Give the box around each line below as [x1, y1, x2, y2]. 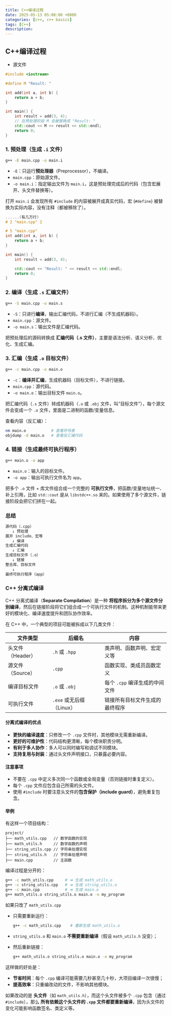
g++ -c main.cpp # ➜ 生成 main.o [5, 887, 99, 892]
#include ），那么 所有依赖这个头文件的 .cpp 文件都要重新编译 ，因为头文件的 [5, 999, 164, 1005]
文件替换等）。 [26, 187, 56, 193]
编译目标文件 [8, 683, 39, 690]
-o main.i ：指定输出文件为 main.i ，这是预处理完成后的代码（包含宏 [12, 181, 157, 187]
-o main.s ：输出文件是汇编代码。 [12, 324, 83, 330]
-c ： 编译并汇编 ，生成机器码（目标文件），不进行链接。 [12, 376, 128, 383]
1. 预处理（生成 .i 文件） [5, 146, 66, 153]
